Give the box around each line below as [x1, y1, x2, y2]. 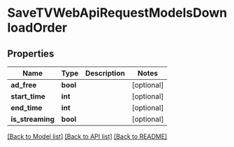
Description [85, 69, 126, 78]
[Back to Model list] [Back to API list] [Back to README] [7, 132, 168, 141]
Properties [7, 48, 54, 59]
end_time [10, 103, 43, 113]
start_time [10, 92, 45, 101]
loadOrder [7, 20, 68, 36]
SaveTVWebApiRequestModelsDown [7, 5, 228, 21]
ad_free [10, 80, 37, 90]
